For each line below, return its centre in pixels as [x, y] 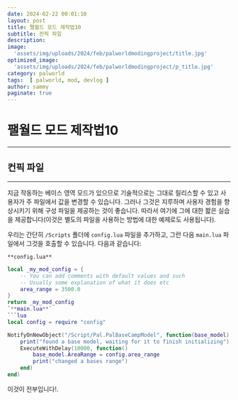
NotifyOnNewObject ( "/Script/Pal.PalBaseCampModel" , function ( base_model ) [119, 335]
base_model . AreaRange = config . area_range [96, 355]
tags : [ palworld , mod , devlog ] [58, 80]
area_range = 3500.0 [50, 289]
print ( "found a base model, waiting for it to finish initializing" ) [125, 342]
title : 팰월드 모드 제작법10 [44, 27]
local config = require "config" [57, 322]
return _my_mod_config [41, 303]
